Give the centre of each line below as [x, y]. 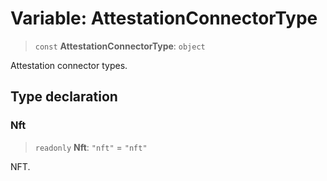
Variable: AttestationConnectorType [164, 18]
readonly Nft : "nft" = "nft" [91, 147]
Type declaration [64, 97]
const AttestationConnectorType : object [120, 46]
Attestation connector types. [69, 65]
